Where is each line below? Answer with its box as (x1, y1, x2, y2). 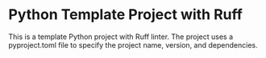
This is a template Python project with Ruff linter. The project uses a (8, 32, 234, 41)
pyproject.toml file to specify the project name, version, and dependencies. (8, 40, 258, 49)
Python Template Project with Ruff (8, 6, 243, 24)
